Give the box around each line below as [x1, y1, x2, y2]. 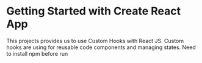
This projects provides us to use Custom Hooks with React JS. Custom [6, 37, 184, 44]
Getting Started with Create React [6, 4, 181, 18]
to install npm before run [6, 50, 68, 57]
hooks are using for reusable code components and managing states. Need [6, 44, 197, 51]
